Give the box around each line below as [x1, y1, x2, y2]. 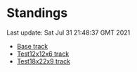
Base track [16, 42, 48, 50]
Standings [6, 5, 68, 21]
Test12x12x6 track [16, 49, 70, 58]
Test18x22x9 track [16, 56, 71, 65]
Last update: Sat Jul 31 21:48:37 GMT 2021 [6, 28, 131, 37]
